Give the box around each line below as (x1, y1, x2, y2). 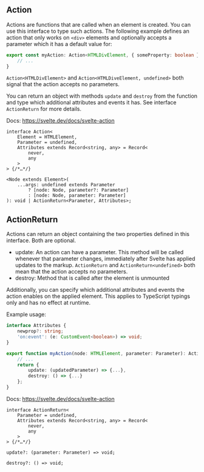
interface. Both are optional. (6, 237, 76, 244)
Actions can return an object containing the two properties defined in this (6, 231, 190, 238)
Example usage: (6, 311, 47, 318)
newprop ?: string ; (17, 328, 64, 334)
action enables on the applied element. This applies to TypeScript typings (6, 292, 190, 300)
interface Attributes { (6, 323, 67, 329)
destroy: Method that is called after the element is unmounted (15, 274, 170, 282)
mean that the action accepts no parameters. (15, 268, 128, 275)
